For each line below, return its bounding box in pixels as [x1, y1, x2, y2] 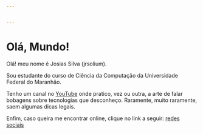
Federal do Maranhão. [6, 78, 62, 85]
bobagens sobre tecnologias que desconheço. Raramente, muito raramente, [6, 96, 198, 104]
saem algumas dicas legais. [6, 102, 76, 110]
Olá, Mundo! [6, 40, 70, 53]
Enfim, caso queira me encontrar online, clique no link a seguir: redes [6, 115, 181, 122]
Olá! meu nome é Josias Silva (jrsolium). [6, 60, 107, 67]
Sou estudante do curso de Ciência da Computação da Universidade [6, 72, 178, 79]
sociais [6, 121, 24, 128]
